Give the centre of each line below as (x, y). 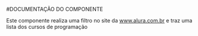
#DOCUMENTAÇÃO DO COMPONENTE (55, 9)
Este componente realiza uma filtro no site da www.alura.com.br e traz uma (99, 20)
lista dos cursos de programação (47, 27)
